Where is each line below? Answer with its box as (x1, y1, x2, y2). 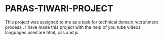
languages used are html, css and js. (5, 29, 80, 35)
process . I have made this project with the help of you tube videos (5, 24, 141, 30)
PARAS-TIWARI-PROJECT (5, 3, 114, 14)
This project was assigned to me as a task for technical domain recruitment (5, 19, 158, 25)
